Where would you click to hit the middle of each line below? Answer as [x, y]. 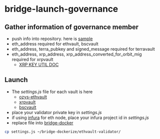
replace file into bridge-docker [43, 122]
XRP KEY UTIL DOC [39, 65]
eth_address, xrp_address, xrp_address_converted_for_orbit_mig [77, 54]
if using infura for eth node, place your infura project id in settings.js [80, 118]
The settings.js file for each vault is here [52, 92]
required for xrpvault [32, 59]
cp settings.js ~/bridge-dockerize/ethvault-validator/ [63, 132]
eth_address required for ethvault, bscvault [55, 44]
